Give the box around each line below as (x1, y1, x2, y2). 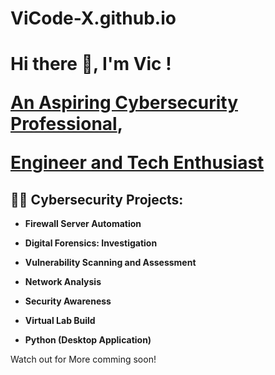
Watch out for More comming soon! (10, 353, 157, 366)
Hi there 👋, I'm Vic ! (10, 53, 172, 76)
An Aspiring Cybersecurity (10, 92, 238, 114)
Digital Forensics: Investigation (24, 237, 158, 249)
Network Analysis (24, 276, 102, 288)
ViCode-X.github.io (10, 7, 177, 30)
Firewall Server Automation (24, 218, 142, 230)
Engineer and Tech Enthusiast (10, 152, 265, 174)
